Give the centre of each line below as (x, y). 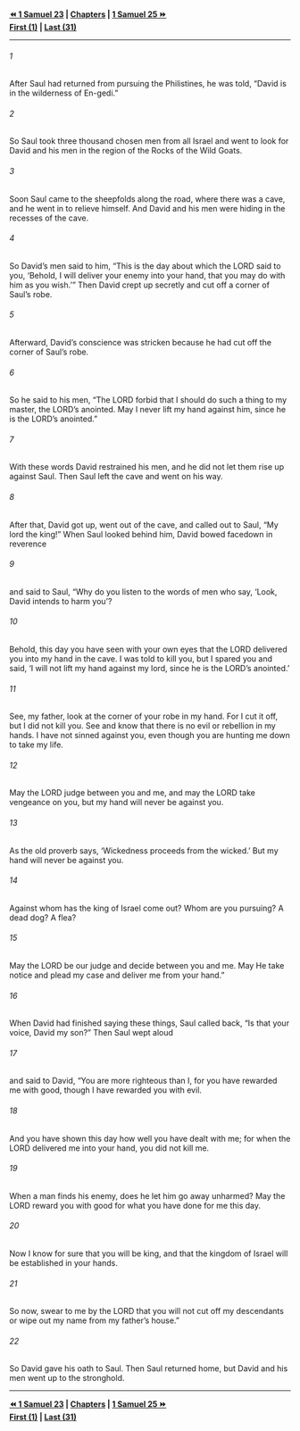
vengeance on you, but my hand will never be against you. (117, 803)
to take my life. (37, 745)
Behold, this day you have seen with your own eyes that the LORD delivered (148, 649)
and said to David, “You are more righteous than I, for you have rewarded (143, 1081)
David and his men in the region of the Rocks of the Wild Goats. (126, 151)
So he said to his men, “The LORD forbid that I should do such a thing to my (148, 400)
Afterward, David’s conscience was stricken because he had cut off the (141, 343)
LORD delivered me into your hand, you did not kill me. (109, 1148)
